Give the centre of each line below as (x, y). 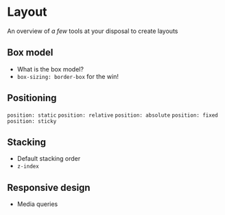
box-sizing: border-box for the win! (68, 76)
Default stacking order (49, 159)
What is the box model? (50, 69)
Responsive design (49, 187)
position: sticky (32, 121)
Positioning (32, 98)
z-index (28, 167)
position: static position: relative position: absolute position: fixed (113, 115)
